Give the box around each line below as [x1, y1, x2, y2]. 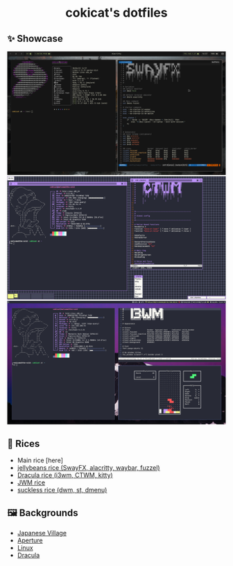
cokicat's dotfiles [65, 5, 168, 21]
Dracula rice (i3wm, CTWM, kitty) [17, 471, 113, 480]
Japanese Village [17, 529, 67, 537]
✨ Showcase [7, 33, 64, 45]
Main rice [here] [17, 456, 64, 464]
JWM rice [17, 478, 46, 487]
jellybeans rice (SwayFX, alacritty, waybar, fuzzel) [17, 464, 161, 472]
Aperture [17, 536, 43, 544]
